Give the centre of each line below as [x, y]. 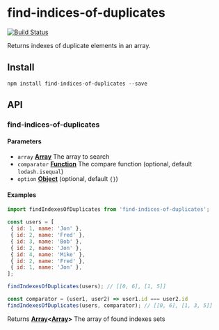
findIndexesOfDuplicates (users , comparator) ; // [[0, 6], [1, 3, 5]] [110, 305]
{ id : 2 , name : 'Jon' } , [46, 248]
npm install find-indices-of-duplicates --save [78, 84]
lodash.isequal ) [40, 171]
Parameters [24, 141]
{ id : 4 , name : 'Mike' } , [48, 254]
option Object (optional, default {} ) [67, 179]
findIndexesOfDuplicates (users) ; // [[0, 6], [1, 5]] [87, 287]
